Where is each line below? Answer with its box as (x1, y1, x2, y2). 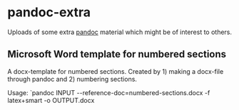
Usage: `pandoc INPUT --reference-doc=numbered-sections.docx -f (7, 88, 210, 97)
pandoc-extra (7, 4, 91, 21)
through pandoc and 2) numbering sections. (7, 75, 138, 83)
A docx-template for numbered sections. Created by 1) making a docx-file (7, 67, 224, 75)
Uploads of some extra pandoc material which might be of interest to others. (7, 28, 233, 36)
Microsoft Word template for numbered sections (7, 48, 227, 60)
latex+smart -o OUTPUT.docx (7, 96, 95, 104)
